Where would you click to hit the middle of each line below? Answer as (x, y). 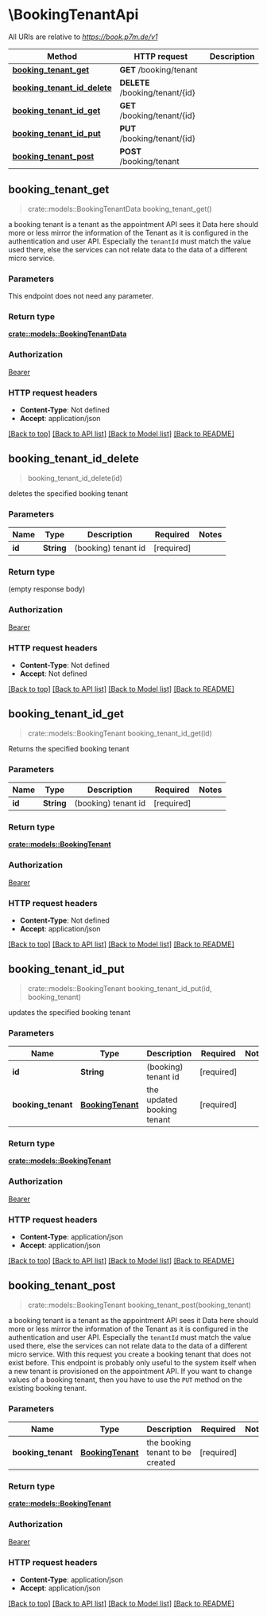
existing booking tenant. (48, 1388)
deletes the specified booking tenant (68, 493)
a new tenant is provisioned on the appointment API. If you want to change (130, 1371)
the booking (169, 1442)
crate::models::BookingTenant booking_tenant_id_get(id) (120, 733)
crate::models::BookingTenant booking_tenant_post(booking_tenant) (139, 1305)
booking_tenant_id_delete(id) (75, 478)
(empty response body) (47, 589)
